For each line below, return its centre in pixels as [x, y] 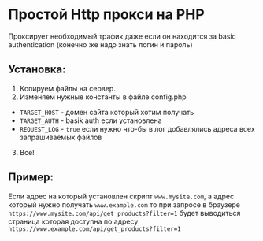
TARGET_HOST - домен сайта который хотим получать [107, 112]
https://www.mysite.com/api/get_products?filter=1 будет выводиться [124, 213]
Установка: [37, 70]
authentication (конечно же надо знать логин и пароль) [100, 44]
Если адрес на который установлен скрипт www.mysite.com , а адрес [121, 196]
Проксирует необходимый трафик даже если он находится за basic [122, 36]
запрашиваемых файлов [61, 137]
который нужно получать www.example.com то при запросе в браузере [124, 204]
